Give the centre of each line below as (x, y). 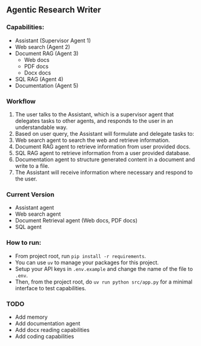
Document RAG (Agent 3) (47, 53)
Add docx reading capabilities (52, 330)
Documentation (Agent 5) (47, 85)
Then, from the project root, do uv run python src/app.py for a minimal (104, 282)
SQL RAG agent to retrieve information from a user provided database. (103, 153)
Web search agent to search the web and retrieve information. (93, 140)
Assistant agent (35, 208)
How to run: (24, 243)
